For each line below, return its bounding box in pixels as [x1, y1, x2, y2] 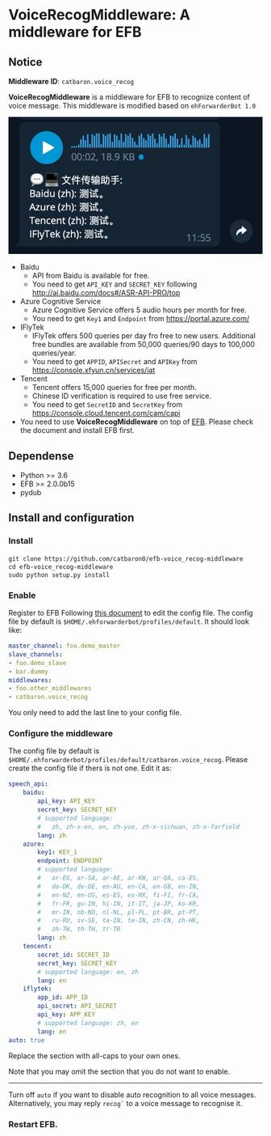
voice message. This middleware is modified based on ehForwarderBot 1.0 [8, 101, 256, 110]
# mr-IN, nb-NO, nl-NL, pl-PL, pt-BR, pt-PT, [37, 908, 200, 916]
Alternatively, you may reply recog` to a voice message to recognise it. [8, 1098, 243, 1108]
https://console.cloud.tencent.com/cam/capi [31, 409, 181, 418]
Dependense [8, 449, 74, 463]
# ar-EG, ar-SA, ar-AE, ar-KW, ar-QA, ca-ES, [37, 874, 200, 883]
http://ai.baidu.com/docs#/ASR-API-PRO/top [31, 288, 181, 298]
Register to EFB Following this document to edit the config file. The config [8, 608, 253, 618]
